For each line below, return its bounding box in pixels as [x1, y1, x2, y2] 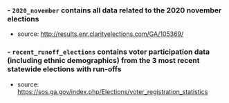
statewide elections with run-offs [7, 64, 122, 74]
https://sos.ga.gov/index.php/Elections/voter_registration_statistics [17, 87, 208, 95]
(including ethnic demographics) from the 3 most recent [7, 56, 200, 66]
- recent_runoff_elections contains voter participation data [7, 47, 210, 57]
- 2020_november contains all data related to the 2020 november [7, 6, 222, 15]
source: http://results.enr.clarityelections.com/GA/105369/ [17, 30, 184, 38]
